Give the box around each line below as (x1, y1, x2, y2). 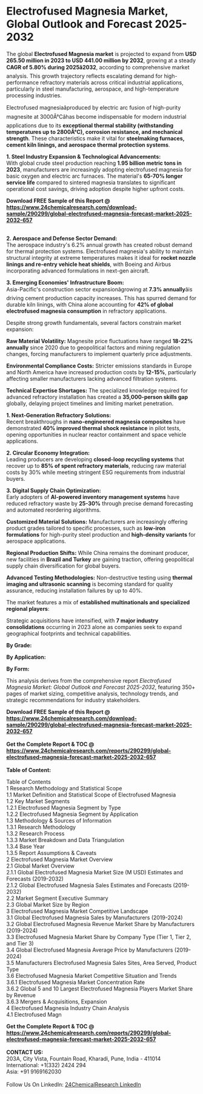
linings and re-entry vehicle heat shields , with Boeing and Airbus (6, 260, 171, 268)
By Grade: (6, 641, 32, 649)
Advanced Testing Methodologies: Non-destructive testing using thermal (6, 574, 193, 581)
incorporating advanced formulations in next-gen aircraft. (6, 267, 150, 274)
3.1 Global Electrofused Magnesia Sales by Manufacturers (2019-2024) (6, 914, 183, 921)
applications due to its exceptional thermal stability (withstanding (6, 122, 174, 129)
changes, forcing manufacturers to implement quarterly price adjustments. (6, 350, 193, 357)
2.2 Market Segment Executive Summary (6, 894, 108, 902)
